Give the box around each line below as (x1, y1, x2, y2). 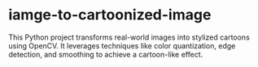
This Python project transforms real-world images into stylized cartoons (8, 32, 250, 42)
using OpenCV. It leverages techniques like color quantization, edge (8, 40, 236, 50)
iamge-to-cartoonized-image (8, 6, 212, 24)
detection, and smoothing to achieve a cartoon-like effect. (8, 49, 203, 59)
